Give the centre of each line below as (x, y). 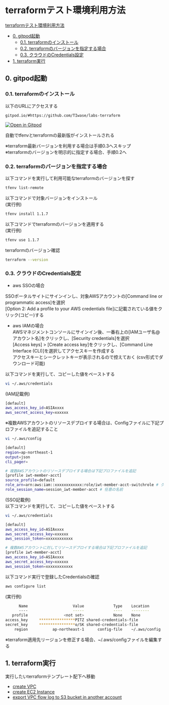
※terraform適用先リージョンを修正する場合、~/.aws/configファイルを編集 (81, 640)
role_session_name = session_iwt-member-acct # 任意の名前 (64, 490)
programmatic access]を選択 (35, 302)
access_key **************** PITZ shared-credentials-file (72, 620)
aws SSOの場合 (29, 285)
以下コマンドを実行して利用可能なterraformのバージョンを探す (70, 178)
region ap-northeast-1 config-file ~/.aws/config (88, 629)
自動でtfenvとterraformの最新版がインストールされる (60, 135)
